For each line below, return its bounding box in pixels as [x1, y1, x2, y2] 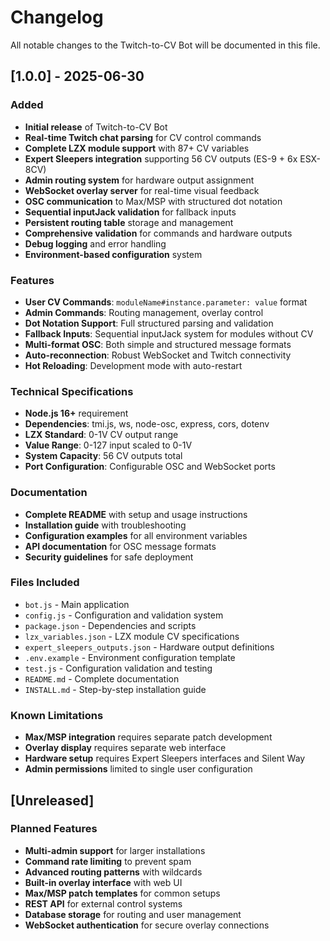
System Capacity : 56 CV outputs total [24, 450, 183, 462]
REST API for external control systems [24, 897, 183, 910]
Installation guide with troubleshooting [24, 519, 187, 531]
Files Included [10, 576, 80, 590]
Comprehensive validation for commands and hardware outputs [24, 227, 293, 239]
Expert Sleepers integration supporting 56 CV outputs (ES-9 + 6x [24, 152, 298, 165]
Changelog [10, 6, 104, 29]
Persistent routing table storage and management [24, 216, 234, 228]
